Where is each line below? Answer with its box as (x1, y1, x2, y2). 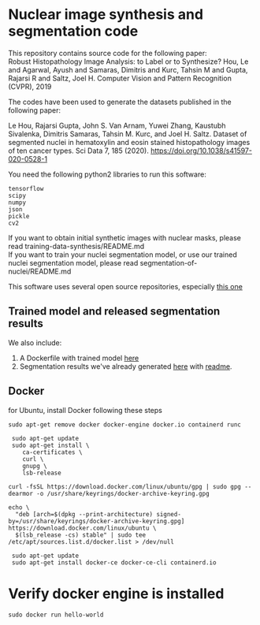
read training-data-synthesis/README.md (8, 241, 145, 251)
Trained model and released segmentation (8, 305, 221, 318)
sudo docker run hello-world (8, 611, 104, 619)
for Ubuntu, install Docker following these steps (8, 405, 163, 415)
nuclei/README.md (8, 266, 72, 276)
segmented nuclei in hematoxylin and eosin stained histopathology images (8, 137, 251, 147)
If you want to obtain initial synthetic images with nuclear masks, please (8, 233, 242, 242)
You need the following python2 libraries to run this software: (8, 169, 206, 179)
